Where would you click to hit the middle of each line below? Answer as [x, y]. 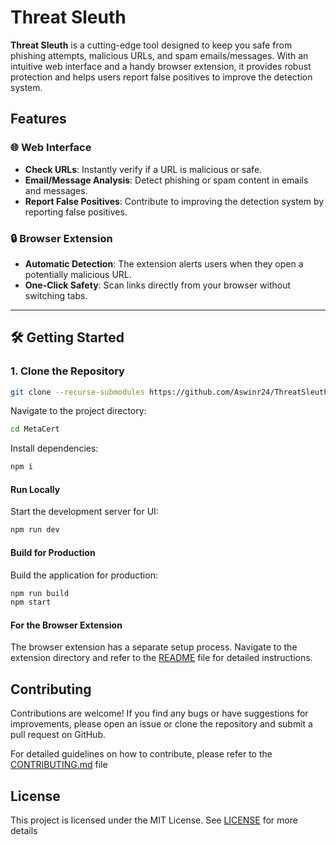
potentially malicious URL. [78, 274]
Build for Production [53, 552]
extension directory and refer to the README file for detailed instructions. [161, 658]
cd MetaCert [35, 429]
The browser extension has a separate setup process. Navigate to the [154, 647]
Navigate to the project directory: [78, 411]
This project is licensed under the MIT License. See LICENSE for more [154, 820]
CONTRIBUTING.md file [59, 765]
